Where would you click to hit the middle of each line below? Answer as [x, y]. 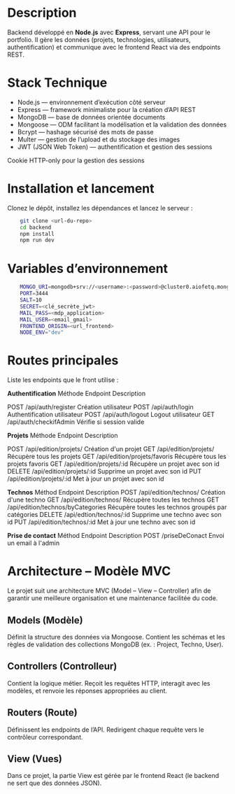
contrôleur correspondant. [45, 737]
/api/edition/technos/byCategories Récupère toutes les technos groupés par [117, 507]
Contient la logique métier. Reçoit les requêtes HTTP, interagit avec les [109, 683]
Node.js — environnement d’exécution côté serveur [91, 102]
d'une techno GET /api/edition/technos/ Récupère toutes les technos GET [113, 500]
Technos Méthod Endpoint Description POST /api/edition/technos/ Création [116, 492]
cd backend [36, 227]
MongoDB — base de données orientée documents [91, 117]
